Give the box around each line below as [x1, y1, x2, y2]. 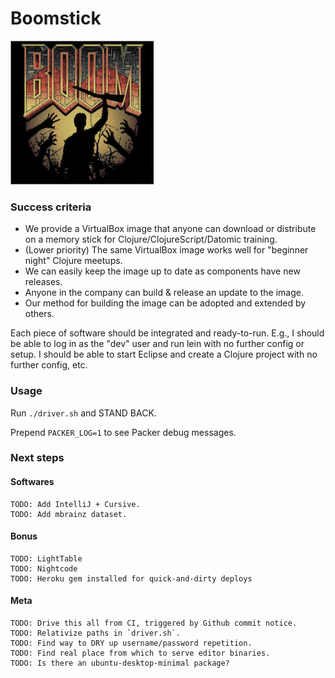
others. [24, 308, 55, 320]
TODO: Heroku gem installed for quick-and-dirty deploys [10, 573, 253, 584]
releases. [24, 276, 63, 288]
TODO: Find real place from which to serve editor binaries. [10, 648, 271, 659]
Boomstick [10, 7, 102, 30]
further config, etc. [10, 359, 88, 371]
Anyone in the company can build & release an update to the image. [24, 287, 305, 299]
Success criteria [10, 200, 92, 214]
